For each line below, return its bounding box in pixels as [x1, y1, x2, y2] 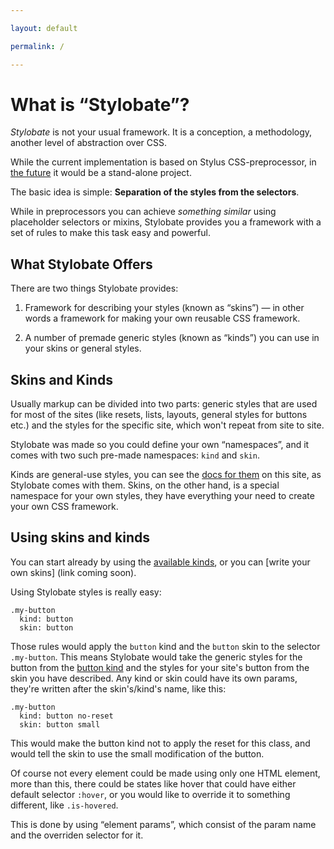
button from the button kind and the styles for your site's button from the [10, 661, 310, 673]
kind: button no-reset [19, 711, 114, 721]
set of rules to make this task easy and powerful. [10, 227, 211, 239]
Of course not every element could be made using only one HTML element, [10, 767, 321, 779]
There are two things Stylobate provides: [10, 282, 179, 295]
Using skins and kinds [10, 529, 151, 546]
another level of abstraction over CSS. [10, 137, 168, 149]
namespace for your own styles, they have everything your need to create [10, 490, 315, 502]
